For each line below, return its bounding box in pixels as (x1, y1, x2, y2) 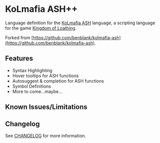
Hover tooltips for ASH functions (12, 73, 79, 79)
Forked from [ (5, 35, 33, 41)
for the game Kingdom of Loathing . (5, 25, 77, 31)
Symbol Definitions (12, 83, 51, 89)
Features (5, 54, 33, 63)
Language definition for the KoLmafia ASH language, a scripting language (5, 20, 156, 26)
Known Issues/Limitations (5, 103, 88, 111)
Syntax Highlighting (12, 67, 53, 73)
